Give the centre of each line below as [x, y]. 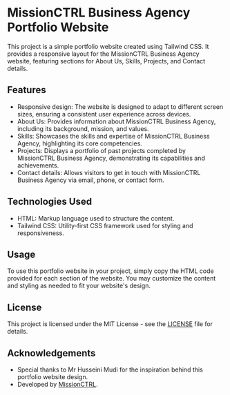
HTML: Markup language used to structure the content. [96, 218]
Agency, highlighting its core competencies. [80, 143]
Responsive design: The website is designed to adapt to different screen [120, 107]
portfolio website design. [52, 377]
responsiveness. [40, 233]
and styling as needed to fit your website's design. [79, 286]
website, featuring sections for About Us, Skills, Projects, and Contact [106, 61]
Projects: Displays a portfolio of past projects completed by [102, 150]
